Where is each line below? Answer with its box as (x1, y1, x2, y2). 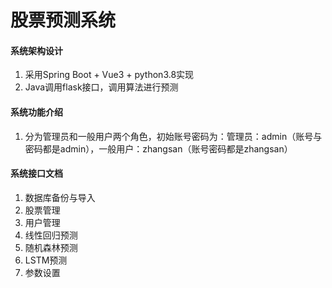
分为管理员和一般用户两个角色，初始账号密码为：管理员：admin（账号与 (24, 130, 323, 142)
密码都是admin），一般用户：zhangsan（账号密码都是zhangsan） (24, 142, 293, 155)
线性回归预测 (24, 229, 78, 241)
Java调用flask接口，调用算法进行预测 (24, 81, 179, 93)
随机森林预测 (24, 241, 78, 253)
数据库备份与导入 (24, 191, 96, 203)
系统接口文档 (10, 167, 63, 180)
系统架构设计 (10, 44, 63, 56)
